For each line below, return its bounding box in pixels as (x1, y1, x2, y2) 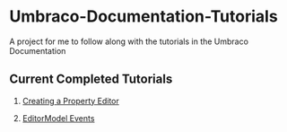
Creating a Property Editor (22, 95, 119, 106)
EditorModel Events (22, 112, 95, 123)
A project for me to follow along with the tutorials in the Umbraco (9, 36, 249, 47)
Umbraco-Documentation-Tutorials (9, 6, 278, 27)
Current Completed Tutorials (9, 72, 173, 87)
